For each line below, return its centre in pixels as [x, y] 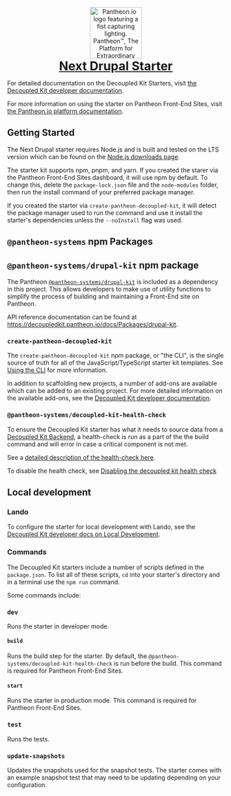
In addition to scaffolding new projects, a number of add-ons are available [112, 384]
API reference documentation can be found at [72, 317]
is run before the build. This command [168, 664]
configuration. [27, 784]
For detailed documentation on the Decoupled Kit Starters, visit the [102, 83]
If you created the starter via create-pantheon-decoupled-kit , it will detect [112, 205]
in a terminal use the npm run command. [64, 582]
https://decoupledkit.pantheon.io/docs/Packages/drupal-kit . [92, 325]
